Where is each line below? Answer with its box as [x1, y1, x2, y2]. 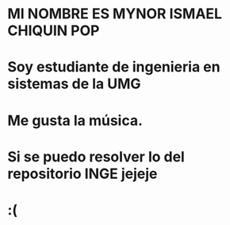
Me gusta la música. [7, 111, 144, 130]
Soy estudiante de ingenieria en [7, 58, 220, 76]
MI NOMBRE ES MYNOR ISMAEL [7, 5, 223, 23]
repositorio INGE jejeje [7, 165, 158, 183]
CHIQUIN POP [7, 21, 100, 40]
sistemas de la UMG [7, 75, 141, 93]
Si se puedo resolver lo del [7, 148, 186, 165]
